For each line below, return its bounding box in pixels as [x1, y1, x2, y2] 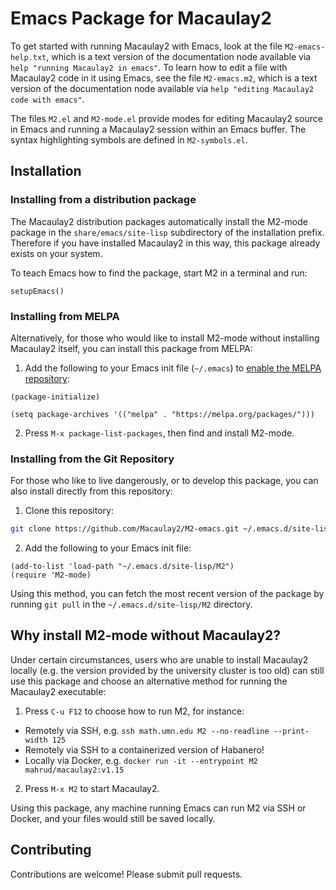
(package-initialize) [10, 392, 101, 402]
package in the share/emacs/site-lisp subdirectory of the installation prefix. [10, 226, 325, 238]
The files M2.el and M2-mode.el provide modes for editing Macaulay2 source [10, 112, 323, 124]
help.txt [10, 52, 47, 62]
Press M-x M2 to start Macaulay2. [24, 782, 160, 794]
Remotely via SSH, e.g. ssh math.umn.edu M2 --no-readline [24, 724, 270, 736]
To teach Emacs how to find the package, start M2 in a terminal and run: [10, 267, 308, 279]
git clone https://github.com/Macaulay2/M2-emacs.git [10, 524, 240, 534]
